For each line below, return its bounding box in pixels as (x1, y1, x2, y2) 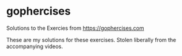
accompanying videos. (6, 43, 64, 50)
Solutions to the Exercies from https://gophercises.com (6, 24, 144, 32)
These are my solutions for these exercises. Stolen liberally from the (6, 36, 177, 43)
